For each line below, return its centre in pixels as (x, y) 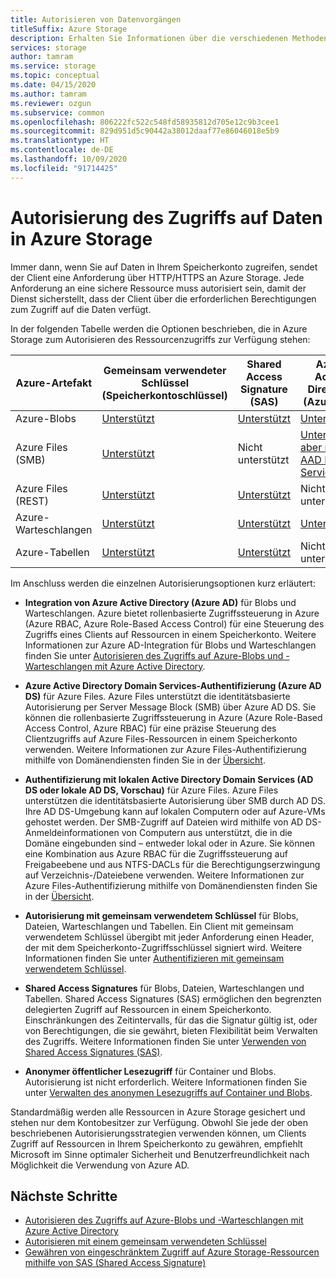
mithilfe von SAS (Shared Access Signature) (115, 1263)
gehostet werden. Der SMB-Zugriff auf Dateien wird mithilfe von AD (164, 822)
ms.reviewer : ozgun (51, 103)
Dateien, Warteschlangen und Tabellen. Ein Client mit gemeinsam (159, 926)
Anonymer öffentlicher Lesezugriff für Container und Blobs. (150, 1071)
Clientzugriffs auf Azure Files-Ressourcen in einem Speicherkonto (161, 738)
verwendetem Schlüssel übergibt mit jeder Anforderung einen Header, (169, 937)
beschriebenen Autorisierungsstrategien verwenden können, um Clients (158, 1133)
